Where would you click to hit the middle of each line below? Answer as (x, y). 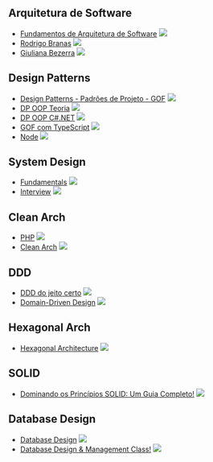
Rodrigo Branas (46, 43)
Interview (35, 192)
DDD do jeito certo (51, 293)
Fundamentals (43, 182)
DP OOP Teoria (45, 108)
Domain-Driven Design (58, 303)
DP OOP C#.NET (47, 118)
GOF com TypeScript (55, 127)
